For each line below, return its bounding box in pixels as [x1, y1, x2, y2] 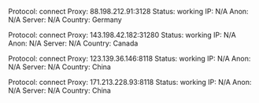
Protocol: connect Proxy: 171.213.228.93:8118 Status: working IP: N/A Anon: [8, 78, 252, 86]
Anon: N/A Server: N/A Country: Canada [8, 39, 139, 48]
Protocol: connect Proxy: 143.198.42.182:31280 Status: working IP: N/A [8, 31, 236, 39]
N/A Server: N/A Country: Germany [8, 15, 122, 24]
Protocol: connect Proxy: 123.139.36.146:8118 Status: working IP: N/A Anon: [8, 54, 251, 63]
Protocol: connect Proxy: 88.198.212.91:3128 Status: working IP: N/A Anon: [8, 7, 250, 16]
